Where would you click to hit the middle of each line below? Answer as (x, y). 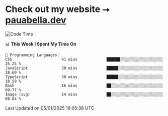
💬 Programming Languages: (32, 55)
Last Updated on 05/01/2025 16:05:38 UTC (50, 108)
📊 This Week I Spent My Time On (41, 44)
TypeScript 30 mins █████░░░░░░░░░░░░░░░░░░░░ (84, 77)
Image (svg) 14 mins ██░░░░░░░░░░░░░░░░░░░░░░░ (84, 94)
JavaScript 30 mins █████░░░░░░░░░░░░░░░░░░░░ (84, 68)
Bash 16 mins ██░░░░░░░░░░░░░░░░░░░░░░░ (84, 85)
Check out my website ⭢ (57, 9)
